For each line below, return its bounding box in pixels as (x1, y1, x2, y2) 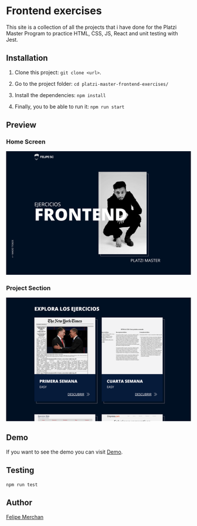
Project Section (6, 284, 51, 292)
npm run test (6, 481, 38, 488)
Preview (6, 120, 37, 130)
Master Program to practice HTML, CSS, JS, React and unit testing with (6, 29, 178, 36)
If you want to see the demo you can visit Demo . (6, 448, 123, 455)
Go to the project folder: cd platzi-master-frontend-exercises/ (14, 80, 169, 87)
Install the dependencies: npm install (14, 91, 106, 98)
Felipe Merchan (6, 513, 44, 520)
